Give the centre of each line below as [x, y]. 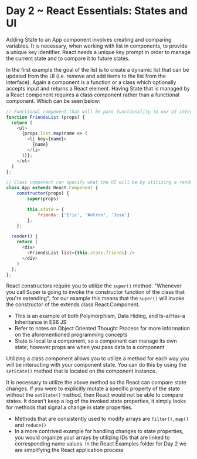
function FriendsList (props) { [45, 117]
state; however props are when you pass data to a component [89, 347]
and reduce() [30, 425]
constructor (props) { [43, 193]
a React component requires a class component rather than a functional [93, 95]
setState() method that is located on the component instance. [81, 371]
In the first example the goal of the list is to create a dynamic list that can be [98, 69]
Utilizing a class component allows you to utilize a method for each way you [98, 359]
